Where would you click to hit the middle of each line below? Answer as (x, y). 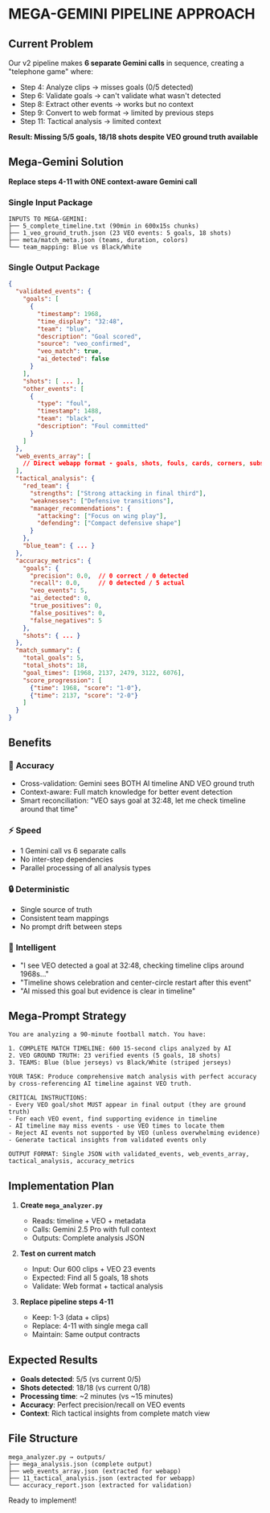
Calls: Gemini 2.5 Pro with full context (94, 1229)
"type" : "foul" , (64, 404)
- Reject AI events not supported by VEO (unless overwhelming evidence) (135, 1133)
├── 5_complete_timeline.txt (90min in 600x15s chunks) (104, 226)
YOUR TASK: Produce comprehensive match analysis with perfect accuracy (133, 1077)
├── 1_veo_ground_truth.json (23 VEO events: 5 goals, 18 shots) (120, 233)
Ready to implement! (43, 1500)
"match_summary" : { (48, 651)
